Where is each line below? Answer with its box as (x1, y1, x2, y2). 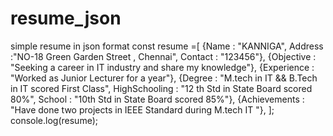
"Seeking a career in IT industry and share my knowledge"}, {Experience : (10, 61, 315, 73)
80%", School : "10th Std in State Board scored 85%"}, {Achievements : (10, 93, 305, 105)
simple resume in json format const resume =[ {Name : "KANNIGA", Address (10, 40, 324, 52)
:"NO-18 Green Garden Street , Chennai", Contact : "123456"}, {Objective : (10, 50, 317, 62)
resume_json (10, 7, 122, 30)
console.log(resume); (10, 114, 98, 126)
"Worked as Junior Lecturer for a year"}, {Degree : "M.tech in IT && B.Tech (10, 72, 318, 84)
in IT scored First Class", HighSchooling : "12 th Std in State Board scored (10, 82, 313, 94)
